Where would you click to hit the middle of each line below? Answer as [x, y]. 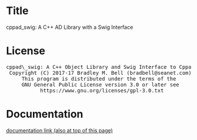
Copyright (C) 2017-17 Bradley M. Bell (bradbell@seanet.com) [100, 73]
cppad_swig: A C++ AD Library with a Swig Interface [70, 27]
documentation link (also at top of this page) [60, 130]
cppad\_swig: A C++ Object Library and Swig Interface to [91, 67]
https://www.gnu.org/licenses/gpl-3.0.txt [102, 90]
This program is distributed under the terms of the [99, 79]
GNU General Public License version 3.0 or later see [101, 84]
